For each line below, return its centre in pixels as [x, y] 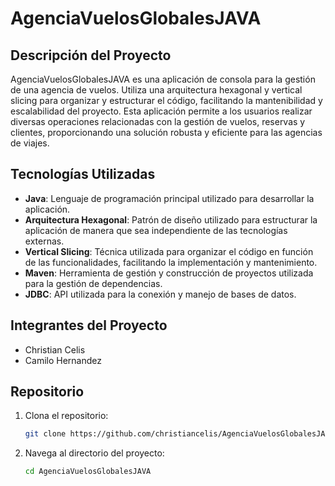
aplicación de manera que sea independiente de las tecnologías [156, 230]
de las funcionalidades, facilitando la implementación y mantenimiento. [171, 262]
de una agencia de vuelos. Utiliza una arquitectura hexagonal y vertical [156, 90]
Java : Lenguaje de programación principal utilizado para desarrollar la [169, 198]
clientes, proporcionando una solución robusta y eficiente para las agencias [166, 132]
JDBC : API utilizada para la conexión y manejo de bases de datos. [160, 294]
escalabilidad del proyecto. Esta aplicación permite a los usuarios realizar [161, 111]
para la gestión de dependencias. [93, 283]
